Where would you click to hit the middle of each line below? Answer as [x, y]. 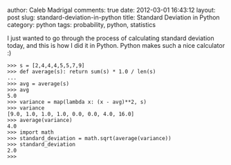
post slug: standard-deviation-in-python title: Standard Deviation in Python [113, 17]
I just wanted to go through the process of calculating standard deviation [111, 38]
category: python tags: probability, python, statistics [82, 25]
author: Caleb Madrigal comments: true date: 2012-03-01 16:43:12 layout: [111, 10]
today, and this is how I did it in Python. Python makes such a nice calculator [116, 45]
